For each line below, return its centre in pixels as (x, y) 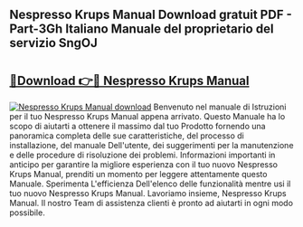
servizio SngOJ (53, 43)
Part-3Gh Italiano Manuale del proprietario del (142, 29)
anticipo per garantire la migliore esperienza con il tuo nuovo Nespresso (144, 165)
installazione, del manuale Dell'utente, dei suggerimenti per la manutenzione (151, 145)
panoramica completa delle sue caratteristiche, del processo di (127, 136)
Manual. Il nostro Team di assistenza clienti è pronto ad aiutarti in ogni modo (151, 203)
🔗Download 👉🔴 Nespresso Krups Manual (129, 80)
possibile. (27, 213)
